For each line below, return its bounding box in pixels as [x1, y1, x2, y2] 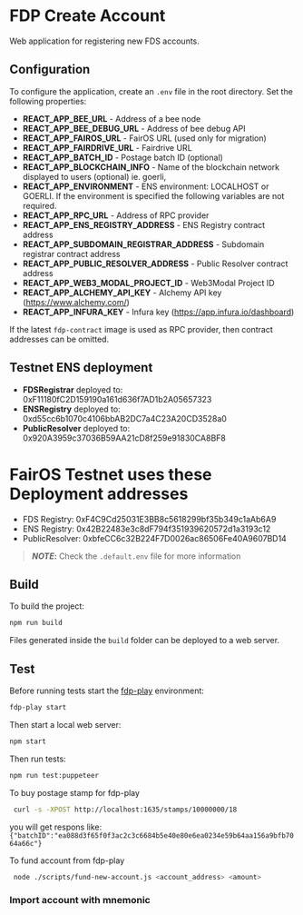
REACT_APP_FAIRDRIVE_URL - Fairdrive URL [22, 142, 192, 153]
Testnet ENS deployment [9, 360, 153, 375]
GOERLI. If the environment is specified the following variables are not [22, 190, 285, 201]
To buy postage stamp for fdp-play [9, 787, 141, 798]
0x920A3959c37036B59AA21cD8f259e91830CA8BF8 [22, 433, 227, 443]
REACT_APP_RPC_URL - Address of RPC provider [22, 210, 210, 221]
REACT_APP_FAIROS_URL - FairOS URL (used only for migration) [22, 133, 268, 144]
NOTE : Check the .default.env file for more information [31, 551, 241, 562]
